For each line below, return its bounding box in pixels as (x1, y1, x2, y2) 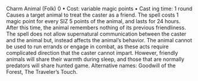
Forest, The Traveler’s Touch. (6, 68, 78, 75)
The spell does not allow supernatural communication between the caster (6, 30, 187, 38)
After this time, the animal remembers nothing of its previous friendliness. (6, 24, 186, 31)
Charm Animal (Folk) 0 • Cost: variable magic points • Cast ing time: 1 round (6, 5, 193, 12)
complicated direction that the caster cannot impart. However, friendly (6, 49, 178, 56)
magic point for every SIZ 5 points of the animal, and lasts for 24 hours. (6, 18, 181, 24)
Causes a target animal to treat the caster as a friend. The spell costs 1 (6, 11, 179, 18)
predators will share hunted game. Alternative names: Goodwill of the (6, 62, 176, 69)
